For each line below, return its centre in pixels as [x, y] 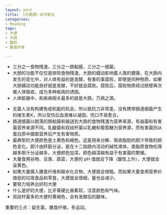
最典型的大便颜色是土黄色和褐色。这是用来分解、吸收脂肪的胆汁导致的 [85, 140]
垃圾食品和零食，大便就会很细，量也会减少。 [72, 178]
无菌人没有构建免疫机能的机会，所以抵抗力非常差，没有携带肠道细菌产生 [87, 109]
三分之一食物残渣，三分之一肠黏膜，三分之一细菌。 [65, 66]
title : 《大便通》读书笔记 [30, 15]
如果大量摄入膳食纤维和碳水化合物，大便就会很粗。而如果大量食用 [80, 171]
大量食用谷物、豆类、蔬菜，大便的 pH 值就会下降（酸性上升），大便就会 [86, 159]
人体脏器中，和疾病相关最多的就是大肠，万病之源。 [65, 98]
